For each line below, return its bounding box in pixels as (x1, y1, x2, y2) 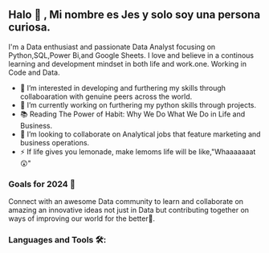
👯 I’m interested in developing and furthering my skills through (19, 83, 226, 92)
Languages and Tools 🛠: (8, 235, 107, 246)
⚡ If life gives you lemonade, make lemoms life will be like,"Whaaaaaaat (19, 146, 256, 157)
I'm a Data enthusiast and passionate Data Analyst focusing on (8, 42, 216, 51)
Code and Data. (8, 67, 60, 77)
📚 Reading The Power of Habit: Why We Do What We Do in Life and (19, 109, 246, 119)
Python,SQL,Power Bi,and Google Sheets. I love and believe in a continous (8, 50, 255, 60)
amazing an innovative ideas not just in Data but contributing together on (8, 206, 250, 215)
